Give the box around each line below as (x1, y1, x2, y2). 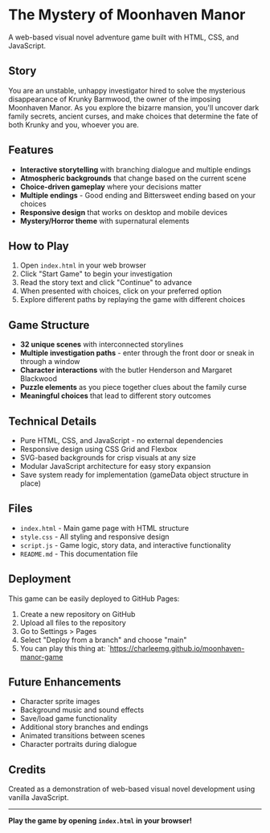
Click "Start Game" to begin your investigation (19, 269, 173, 279)
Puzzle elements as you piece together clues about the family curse (19, 383, 247, 392)
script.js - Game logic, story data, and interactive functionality (19, 540, 231, 549)
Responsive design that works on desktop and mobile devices (19, 207, 227, 217)
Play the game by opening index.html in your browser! (8, 816, 193, 826)
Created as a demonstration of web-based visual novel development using (8, 784, 256, 794)
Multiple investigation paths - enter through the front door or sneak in (19, 348, 255, 358)
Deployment (8, 572, 72, 586)
